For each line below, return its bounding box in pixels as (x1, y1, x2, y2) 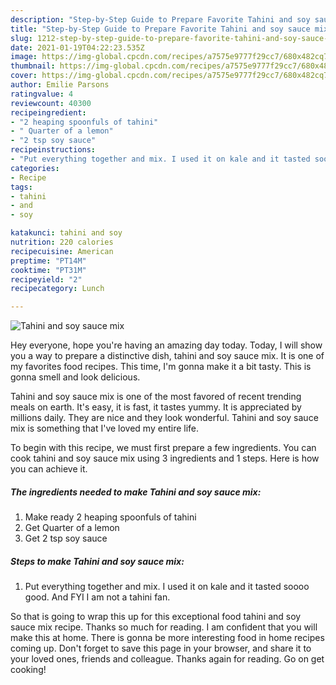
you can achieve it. (10, 463, 88, 475)
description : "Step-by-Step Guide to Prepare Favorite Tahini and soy (10, 14, 311, 25)
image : (10, 52, 38, 62)
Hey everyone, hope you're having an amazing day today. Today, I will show (10, 339, 323, 351)
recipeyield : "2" (10, 274, 83, 285)
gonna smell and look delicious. (10, 371, 141, 383)
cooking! (10, 664, 47, 676)
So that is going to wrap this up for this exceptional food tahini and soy (10, 611, 302, 623)
